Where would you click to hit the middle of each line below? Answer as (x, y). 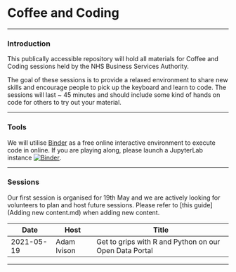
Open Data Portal (125, 250)
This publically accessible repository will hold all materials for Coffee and (113, 59)
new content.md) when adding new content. (96, 212)
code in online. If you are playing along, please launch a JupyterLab (105, 150)
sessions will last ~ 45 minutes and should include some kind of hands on (114, 95)
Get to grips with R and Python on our (158, 242)
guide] (203, 205)
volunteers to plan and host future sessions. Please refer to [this (100, 205)
